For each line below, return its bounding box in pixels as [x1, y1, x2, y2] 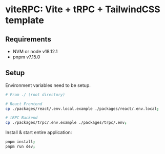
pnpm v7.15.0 [12, 54, 40, 60]
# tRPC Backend [5, 115, 38, 121]
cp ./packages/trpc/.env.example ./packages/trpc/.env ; [5, 120, 127, 125]
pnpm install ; [5, 139, 36, 144]
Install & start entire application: [5, 129, 72, 136]
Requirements [5, 35, 51, 43]
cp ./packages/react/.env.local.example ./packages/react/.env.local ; [5, 106, 159, 111]
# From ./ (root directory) [5, 92, 66, 97]
